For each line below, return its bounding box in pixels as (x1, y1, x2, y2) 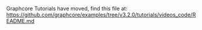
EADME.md (6, 18, 35, 24)
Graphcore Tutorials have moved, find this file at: (6, 5, 128, 12)
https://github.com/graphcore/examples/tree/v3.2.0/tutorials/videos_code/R (6, 11, 197, 18)
